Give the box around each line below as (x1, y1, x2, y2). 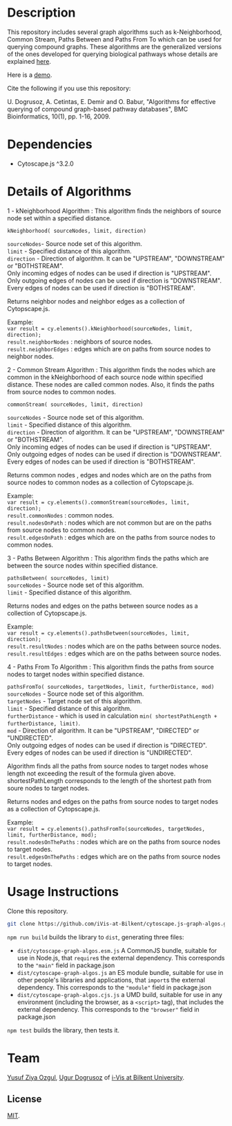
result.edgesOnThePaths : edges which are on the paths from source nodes (7, 852, 221, 861)
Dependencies (7, 137, 93, 152)
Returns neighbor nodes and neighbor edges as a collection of (7, 297, 185, 306)
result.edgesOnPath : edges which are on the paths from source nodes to (7, 533, 215, 541)
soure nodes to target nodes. (7, 784, 90, 792)
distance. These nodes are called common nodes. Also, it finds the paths (7, 380, 215, 389)
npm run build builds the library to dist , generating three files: (7, 933, 184, 941)
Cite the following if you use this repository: (7, 84, 131, 92)
